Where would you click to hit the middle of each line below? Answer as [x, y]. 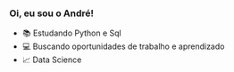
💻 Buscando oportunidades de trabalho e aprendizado [123, 46]
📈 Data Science [52, 60]
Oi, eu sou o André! [52, 13]
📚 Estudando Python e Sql [72, 33]
